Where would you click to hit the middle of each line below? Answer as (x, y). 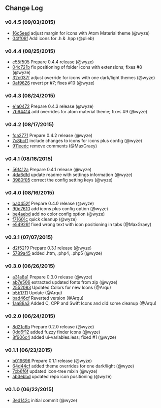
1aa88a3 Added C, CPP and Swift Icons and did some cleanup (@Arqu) (84, 303)
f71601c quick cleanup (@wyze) (45, 219)
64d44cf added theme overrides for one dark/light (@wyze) (73, 366)
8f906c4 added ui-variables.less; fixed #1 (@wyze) (64, 337)
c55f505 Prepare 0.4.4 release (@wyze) (53, 62)
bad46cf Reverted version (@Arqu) (48, 298)
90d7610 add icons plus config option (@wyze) (60, 209)
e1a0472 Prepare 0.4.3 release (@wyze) (53, 106)
